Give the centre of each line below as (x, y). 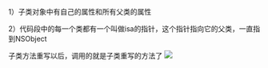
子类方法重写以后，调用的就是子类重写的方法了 (85, 56)
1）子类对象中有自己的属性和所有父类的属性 (80, 12)
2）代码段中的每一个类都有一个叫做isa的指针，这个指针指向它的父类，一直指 (134, 29)
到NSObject (28, 39)
